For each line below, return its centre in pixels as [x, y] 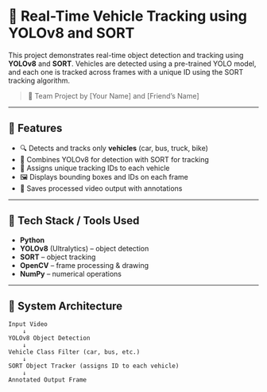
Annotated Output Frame [48, 380]
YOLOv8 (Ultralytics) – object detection [84, 248]
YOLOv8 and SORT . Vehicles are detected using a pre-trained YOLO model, [132, 64]
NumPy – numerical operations [70, 274]
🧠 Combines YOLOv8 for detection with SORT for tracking [114, 159]
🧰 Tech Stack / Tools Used [74, 221]
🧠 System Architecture [66, 306]
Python [32, 240]
